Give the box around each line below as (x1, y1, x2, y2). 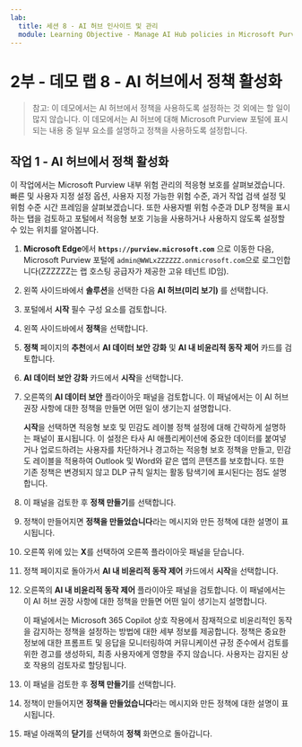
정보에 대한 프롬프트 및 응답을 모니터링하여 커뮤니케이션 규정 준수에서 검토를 (22, 637, 289, 648)
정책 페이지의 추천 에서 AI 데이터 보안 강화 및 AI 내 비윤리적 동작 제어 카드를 (22, 342, 283, 353)
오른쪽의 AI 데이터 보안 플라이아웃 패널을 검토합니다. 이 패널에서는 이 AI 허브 (22, 391, 289, 402)
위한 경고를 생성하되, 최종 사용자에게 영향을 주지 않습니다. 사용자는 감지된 (22, 648, 280, 660)
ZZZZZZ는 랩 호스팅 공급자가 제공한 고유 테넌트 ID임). (40, 266, 229, 277)
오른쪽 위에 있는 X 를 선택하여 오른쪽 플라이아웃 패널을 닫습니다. (22, 547, 245, 558)
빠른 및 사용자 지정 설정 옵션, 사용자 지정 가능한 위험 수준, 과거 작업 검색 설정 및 (10, 190, 287, 202)
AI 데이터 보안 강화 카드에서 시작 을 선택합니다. (22, 373, 184, 383)
